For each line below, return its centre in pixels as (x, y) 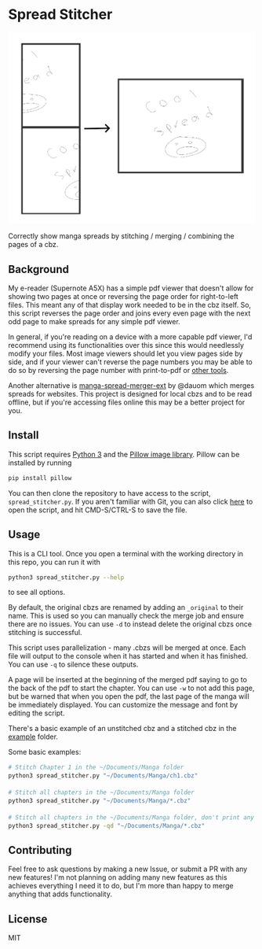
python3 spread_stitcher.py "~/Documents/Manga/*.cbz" (100, 800)
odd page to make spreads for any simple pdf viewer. (94, 322)
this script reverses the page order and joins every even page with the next (129, 313)
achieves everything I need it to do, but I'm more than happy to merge (121, 886)
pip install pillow (40, 478)
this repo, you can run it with (54, 562)
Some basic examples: (45, 752)
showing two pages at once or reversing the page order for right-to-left (124, 297)
